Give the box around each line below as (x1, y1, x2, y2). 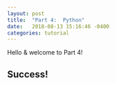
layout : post (7, 10, 45, 17)
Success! (7, 68, 48, 80)
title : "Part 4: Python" (7, 17, 85, 23)
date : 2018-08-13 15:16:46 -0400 (7, 23, 110, 30)
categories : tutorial (7, 29, 70, 37)
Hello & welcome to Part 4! (7, 48, 83, 57)
